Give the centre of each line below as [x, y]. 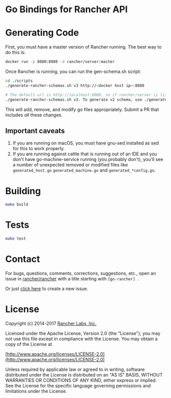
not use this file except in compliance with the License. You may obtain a [81, 339]
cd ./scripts [19, 81]
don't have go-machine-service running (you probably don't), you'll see [88, 159]
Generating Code [42, 33]
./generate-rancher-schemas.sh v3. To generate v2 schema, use [74, 100]
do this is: [16, 53]
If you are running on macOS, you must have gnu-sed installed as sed [86, 143]
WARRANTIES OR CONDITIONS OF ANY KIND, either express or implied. [81, 380]
